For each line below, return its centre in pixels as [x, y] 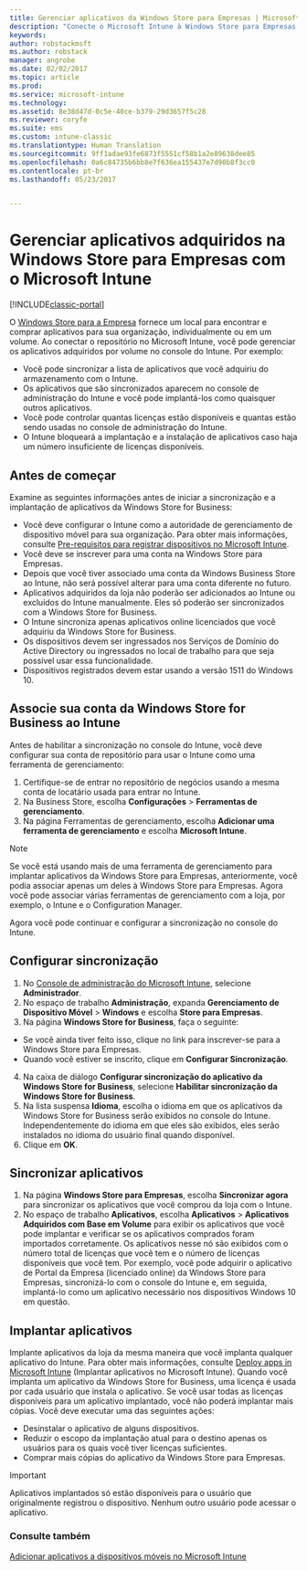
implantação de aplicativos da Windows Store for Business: [121, 507]
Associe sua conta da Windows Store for [127, 709]
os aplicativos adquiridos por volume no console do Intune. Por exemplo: [147, 352]
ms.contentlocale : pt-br [57, 171]
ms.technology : [38, 103]
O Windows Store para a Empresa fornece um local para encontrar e [138, 322]
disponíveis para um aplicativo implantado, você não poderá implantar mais [152, 1401]
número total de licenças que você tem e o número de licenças [141, 1253]
